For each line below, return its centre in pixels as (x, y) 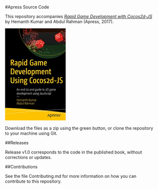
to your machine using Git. (31, 133)
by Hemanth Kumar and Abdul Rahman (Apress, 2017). (59, 22)
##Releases (17, 143)
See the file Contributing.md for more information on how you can (71, 176)
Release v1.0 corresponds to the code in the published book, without (73, 152)
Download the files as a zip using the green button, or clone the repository (79, 128)
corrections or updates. (28, 157)
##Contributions (21, 167)
